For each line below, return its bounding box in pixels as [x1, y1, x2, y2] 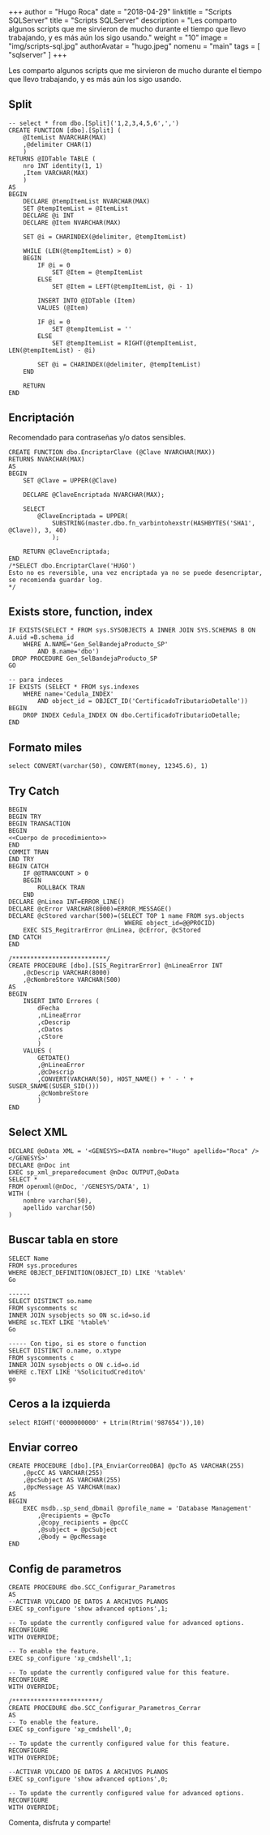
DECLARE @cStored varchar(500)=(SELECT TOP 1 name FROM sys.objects [8, 912, 245, 920]
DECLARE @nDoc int [8, 1161, 71, 1169]
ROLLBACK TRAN [37, 884, 85, 892]
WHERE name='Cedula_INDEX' [23, 690, 114, 698]
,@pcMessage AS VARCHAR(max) [23, 1483, 122, 1491]
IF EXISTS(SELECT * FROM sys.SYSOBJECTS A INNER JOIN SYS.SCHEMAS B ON [8, 626, 255, 635]
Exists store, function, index [8, 605, 153, 619]
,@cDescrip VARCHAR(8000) [23, 969, 111, 977]
